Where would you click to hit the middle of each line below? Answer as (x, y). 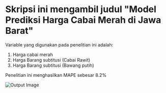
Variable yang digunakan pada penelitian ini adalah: (59, 44)
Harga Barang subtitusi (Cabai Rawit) (51, 60)
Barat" (19, 31)
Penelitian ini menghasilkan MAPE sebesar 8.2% (56, 75)
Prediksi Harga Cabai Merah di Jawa (83, 20)
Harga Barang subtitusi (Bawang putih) (53, 65)
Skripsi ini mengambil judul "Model (81, 9)
